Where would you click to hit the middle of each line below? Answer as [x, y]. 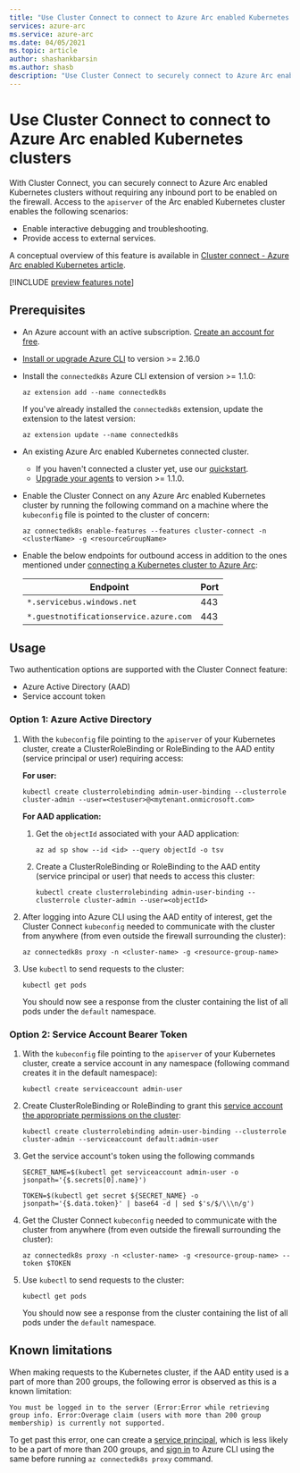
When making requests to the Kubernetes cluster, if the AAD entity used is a [149, 1372]
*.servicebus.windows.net [82, 602]
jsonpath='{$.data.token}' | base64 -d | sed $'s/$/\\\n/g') [138, 1203]
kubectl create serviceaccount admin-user [102, 1089]
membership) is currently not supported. [87, 1423]
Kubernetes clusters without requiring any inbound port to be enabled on [143, 192]
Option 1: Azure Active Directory [81, 720]
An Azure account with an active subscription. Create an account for [148, 332]
